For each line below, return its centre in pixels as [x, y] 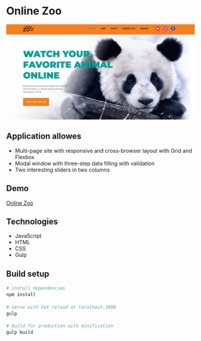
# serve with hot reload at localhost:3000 [61, 307]
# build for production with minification [60, 326]
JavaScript [28, 236]
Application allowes [44, 136]
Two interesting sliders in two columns [62, 170]
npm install [21, 295]
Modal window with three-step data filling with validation [85, 163]
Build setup [28, 274]
